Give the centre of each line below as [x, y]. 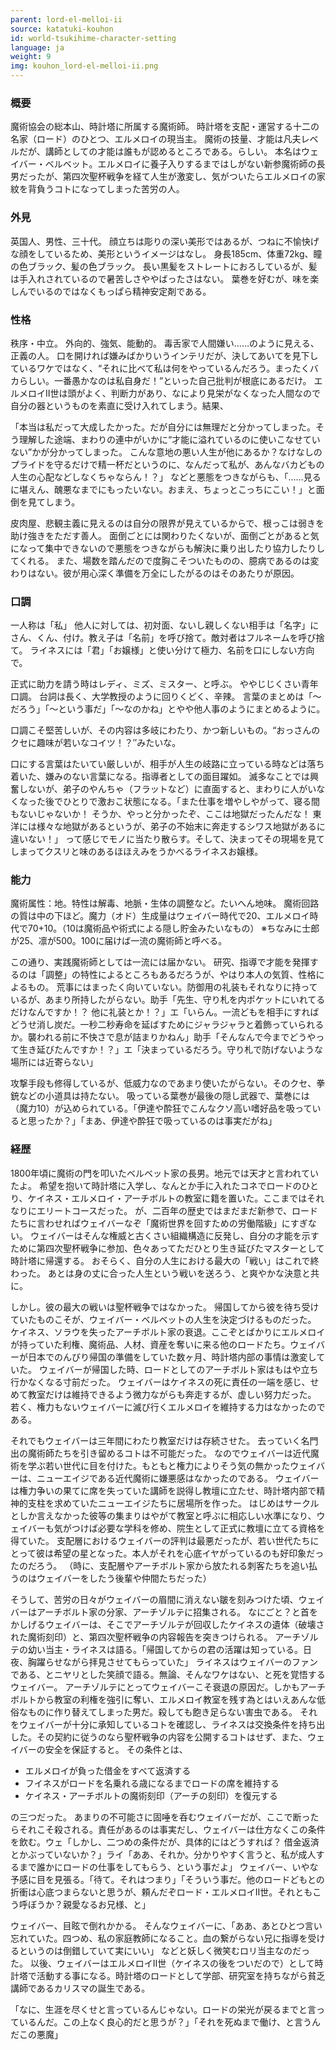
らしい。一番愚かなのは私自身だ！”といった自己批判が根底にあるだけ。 [165, 380]
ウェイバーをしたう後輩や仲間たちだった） [124, 1578]
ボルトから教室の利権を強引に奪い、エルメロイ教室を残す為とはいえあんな [163, 1699]
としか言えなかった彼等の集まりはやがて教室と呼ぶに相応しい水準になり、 [163, 1515]
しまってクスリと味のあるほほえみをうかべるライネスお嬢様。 [137, 852]
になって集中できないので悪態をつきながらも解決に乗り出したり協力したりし [168, 548]
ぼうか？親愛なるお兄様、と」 [89, 1904]
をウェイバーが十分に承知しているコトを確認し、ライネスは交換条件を [155, 1724]
